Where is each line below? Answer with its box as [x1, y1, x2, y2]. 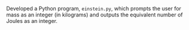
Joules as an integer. [6, 18, 58, 24]
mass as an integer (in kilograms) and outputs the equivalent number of [6, 11, 183, 18]
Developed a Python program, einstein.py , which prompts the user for [6, 5, 182, 12]
